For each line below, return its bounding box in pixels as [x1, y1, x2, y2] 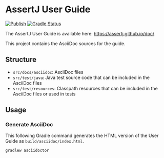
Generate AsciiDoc [5, 121, 53, 128]
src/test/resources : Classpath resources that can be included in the [12, 85, 158, 91]
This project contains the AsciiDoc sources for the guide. [5, 40, 126, 47]
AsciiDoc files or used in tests [12, 91, 76, 97]
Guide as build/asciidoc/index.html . [5, 138, 85, 144]
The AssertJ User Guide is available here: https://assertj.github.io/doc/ [5, 30, 155, 36]
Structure [5, 55, 37, 64]
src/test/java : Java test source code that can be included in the [12, 74, 150, 81]
